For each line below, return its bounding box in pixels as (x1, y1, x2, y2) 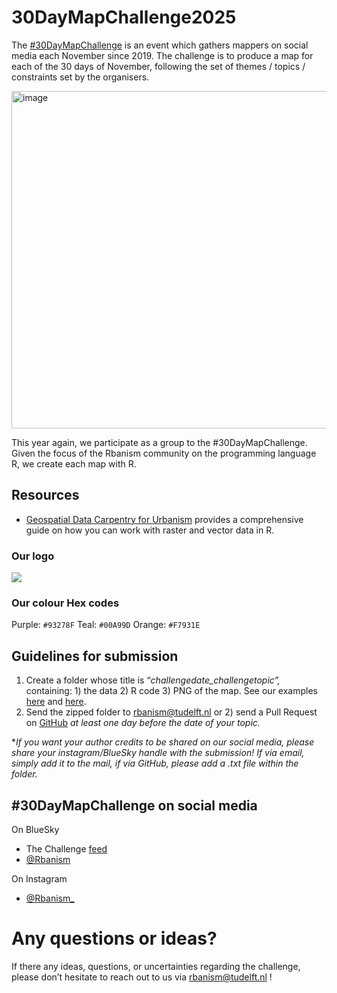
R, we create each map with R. (11, 457, 137, 470)
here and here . (25, 696, 87, 708)
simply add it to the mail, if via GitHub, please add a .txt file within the (11, 757, 299, 770)
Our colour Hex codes (11, 596, 120, 610)
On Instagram (11, 872, 68, 885)
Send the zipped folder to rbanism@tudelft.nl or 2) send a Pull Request (25, 706, 318, 718)
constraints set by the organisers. (11, 71, 150, 83)
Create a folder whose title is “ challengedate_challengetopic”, (25, 674, 281, 686)
